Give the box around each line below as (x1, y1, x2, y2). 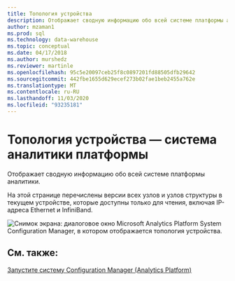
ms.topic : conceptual (7, 43, 71, 50)
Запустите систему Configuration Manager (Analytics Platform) (7, 266, 192, 274)
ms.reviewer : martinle (7, 62, 73, 69)
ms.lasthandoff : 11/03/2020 (7, 95, 90, 102)
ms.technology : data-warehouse (7, 36, 99, 43)
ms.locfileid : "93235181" (7, 102, 83, 109)
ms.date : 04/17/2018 (7, 50, 68, 57)
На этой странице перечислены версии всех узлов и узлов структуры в (7, 191, 222, 199)
